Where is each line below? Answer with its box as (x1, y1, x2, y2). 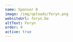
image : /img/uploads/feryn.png (5, 12, 69, 16)
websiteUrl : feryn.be (5, 16, 49, 21)
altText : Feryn (5, 20, 36, 26)
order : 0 (5, 25, 23, 30)
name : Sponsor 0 (5, 7, 38, 12)
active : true (5, 29, 32, 34)
